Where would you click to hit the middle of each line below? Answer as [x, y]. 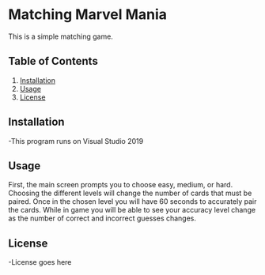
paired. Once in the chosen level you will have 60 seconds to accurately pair [132, 202]
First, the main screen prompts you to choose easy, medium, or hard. [121, 185]
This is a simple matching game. [61, 36]
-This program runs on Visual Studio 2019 [76, 141]
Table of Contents [53, 61]
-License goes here [40, 262]
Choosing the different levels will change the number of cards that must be [130, 193]
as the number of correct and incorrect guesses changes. [102, 218]
